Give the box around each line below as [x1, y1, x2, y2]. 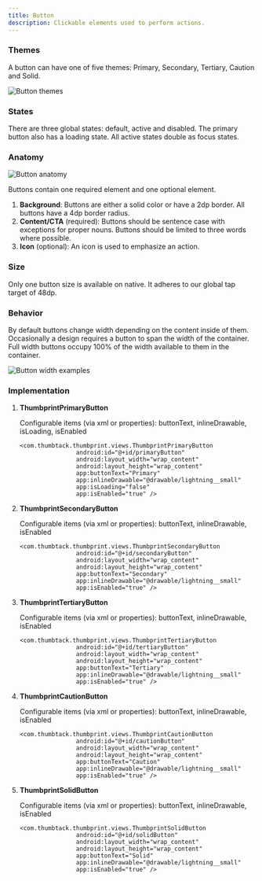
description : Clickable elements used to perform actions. [8, 19, 206, 27]
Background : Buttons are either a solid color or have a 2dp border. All [19, 200, 245, 209]
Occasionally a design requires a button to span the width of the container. [8, 334, 249, 343]
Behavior [8, 308, 43, 319]
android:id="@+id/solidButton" [75, 831, 178, 839]
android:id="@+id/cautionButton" [75, 737, 186, 746]
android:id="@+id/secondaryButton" [75, 550, 192, 558]
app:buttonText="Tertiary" [75, 664, 165, 673]
